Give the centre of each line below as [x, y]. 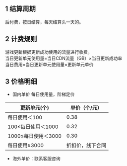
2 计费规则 [21, 39]
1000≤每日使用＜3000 [35, 136]
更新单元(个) [34, 108]
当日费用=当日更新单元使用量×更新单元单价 [49, 64]
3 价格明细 [21, 82]
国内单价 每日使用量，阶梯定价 [43, 94]
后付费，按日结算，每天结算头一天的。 [44, 22]
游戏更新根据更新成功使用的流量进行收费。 [49, 52]
